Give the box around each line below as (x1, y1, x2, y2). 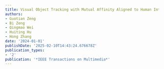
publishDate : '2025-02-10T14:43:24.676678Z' (5, 43, 97, 48)
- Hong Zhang (5, 34, 32, 39)
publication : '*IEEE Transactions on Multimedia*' (5, 57, 110, 62)
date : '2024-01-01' (5, 39, 45, 44)
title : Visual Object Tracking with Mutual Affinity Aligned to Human (5, 7, 152, 12)
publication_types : (5, 48, 45, 52)
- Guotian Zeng (5, 16, 36, 21)
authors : (5, 12, 23, 17)
